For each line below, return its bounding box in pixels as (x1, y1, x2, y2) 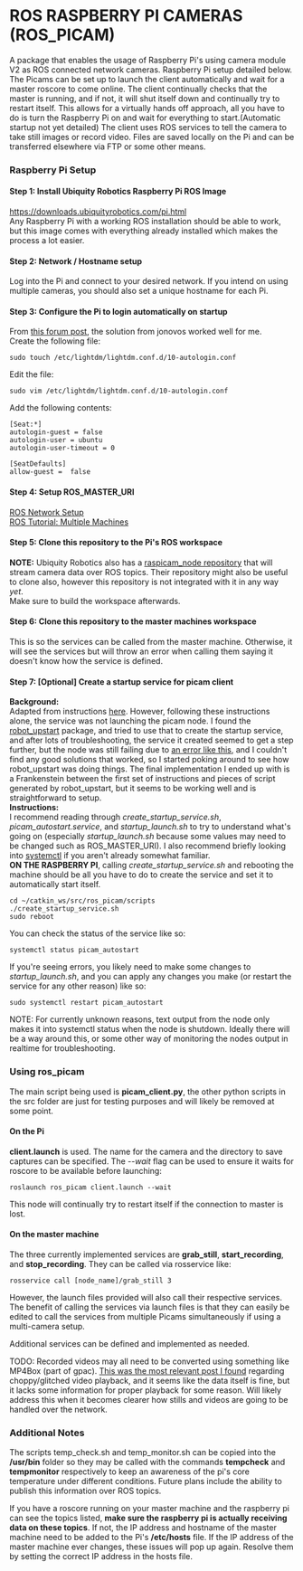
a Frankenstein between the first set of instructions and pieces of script (9, 773, 276, 784)
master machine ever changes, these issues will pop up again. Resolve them (9, 1541, 294, 1552)
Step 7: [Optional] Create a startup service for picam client (9, 676, 233, 687)
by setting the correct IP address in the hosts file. (9, 1551, 193, 1562)
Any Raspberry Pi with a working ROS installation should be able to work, (9, 216, 282, 227)
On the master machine (9, 1229, 99, 1240)
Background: (9, 696, 60, 707)
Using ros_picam (9, 1065, 85, 1078)
